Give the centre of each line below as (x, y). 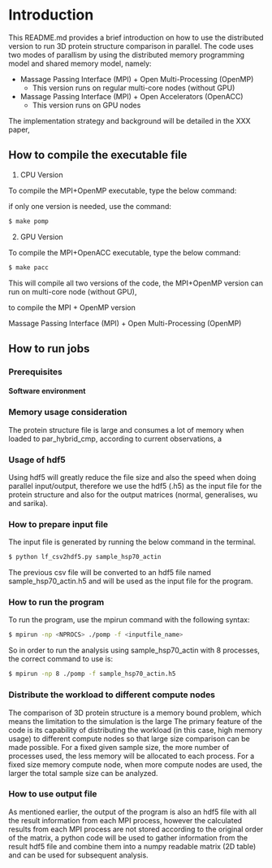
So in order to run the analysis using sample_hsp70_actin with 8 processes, (134, 650)
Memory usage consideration (68, 412)
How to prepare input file (58, 524)
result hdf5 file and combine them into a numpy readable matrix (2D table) (132, 846)
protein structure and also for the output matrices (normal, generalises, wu (133, 495)
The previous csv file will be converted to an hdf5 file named (110, 573)
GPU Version (41, 237)
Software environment (47, 391)
